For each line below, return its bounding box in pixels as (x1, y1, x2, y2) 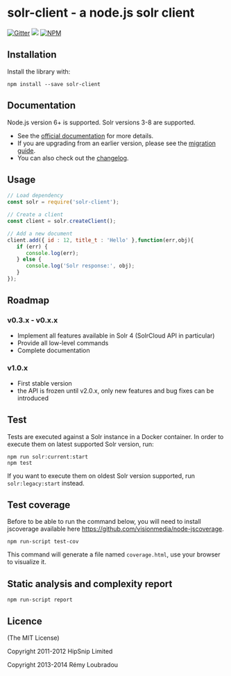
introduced (17, 394, 49, 402)
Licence (7, 615, 43, 627)
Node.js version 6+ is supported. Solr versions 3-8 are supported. (7, 118, 196, 126)
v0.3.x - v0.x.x (7, 315, 58, 325)
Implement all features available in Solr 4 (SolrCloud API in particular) (17, 331, 215, 340)
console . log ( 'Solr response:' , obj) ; (25, 263, 135, 270)
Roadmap (7, 295, 50, 306)
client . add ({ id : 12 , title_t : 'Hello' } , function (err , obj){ (7, 236, 194, 244)
